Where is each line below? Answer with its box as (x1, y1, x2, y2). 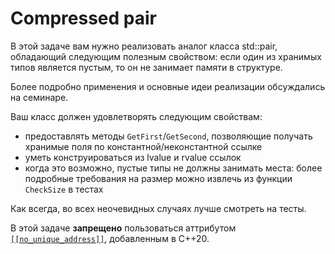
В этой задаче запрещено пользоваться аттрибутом (10, 222, 237, 234)
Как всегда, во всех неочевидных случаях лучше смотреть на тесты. (10, 202, 307, 214)
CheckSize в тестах (24, 183, 104, 195)
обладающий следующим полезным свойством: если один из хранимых (10, 50, 322, 62)
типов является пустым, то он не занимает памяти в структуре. (10, 61, 283, 73)
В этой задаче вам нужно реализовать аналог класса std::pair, (10, 40, 278, 52)
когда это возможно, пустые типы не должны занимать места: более (24, 162, 323, 174)
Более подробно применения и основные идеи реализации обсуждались (10, 80, 326, 92)
